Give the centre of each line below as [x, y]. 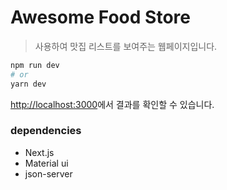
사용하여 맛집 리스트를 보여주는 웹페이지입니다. [126, 46]
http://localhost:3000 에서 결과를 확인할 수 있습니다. [112, 104]
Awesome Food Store [100, 17]
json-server [48, 173]
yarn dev [28, 84]
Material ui [46, 163]
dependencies [46, 131]
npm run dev [35, 65]
